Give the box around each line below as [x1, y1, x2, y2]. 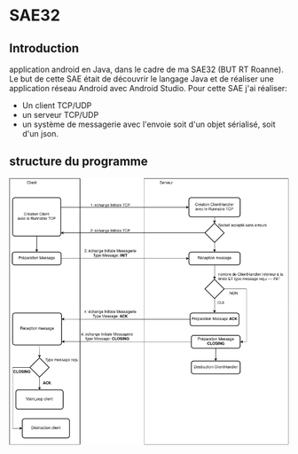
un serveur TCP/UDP [21, 110, 99, 120]
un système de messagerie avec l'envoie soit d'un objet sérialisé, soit [21, 119, 276, 129]
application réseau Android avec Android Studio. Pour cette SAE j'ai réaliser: [9, 83, 288, 93]
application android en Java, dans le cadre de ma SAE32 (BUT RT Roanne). [9, 64, 284, 74]
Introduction [9, 41, 80, 56]
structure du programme [9, 154, 148, 169]
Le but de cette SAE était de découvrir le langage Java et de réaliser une [9, 74, 275, 84]
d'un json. [21, 129, 59, 138]
